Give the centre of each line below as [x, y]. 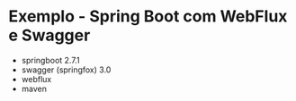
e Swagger [49, 35]
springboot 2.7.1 [50, 60]
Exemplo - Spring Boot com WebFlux [148, 17]
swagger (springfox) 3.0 [66, 70]
